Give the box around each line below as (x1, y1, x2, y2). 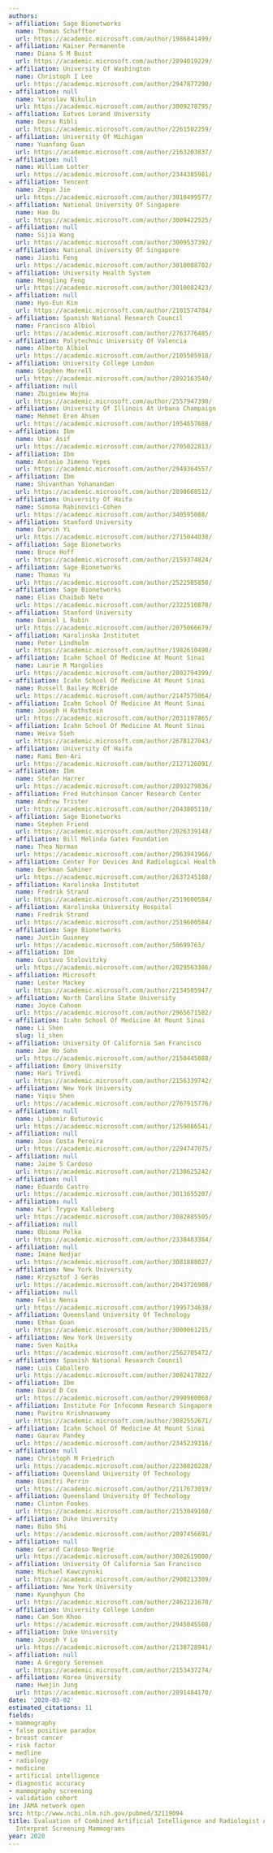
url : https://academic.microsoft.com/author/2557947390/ (15, 397, 213, 405)
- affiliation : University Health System (8, 269, 151, 277)
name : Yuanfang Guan (15, 140, 85, 149)
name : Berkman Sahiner (15, 865, 93, 873)
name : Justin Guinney (15, 933, 89, 942)
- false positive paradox (8, 1726, 96, 1734)
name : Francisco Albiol (15, 322, 96, 330)
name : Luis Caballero (15, 1364, 89, 1372)
